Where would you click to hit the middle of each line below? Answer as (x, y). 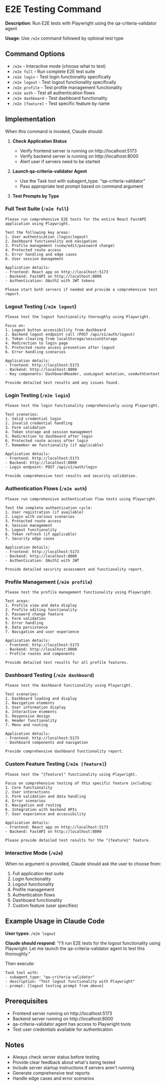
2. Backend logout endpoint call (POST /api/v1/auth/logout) (70, 335)
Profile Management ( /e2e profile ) (49, 582)
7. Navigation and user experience (42, 632)
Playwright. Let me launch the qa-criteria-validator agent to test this (75, 948)
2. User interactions (28, 792)
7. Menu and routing (27, 725)
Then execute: (20, 963)
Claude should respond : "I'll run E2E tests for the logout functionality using (83, 943)
